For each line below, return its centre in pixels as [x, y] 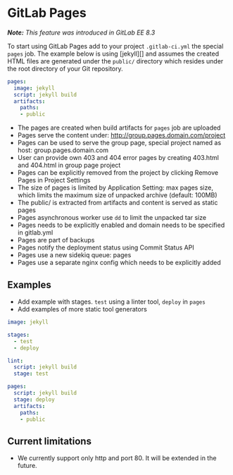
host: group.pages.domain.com [63, 150]
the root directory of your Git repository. [65, 68]
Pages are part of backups [56, 240]
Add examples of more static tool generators [82, 309]
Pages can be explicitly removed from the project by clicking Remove [118, 173]
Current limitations [49, 441]
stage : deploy [34, 400]
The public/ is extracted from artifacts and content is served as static [118, 203]
